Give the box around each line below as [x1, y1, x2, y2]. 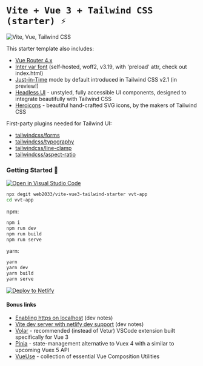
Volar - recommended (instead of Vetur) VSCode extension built [15, 327, 176, 335]
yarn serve [6, 276, 34, 283]
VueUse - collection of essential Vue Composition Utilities [15, 353, 160, 360]
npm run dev [6, 225, 36, 231]
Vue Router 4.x [15, 56, 53, 64]
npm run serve [6, 237, 42, 243]
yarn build [6, 270, 34, 276]
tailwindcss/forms [15, 131, 60, 139]
